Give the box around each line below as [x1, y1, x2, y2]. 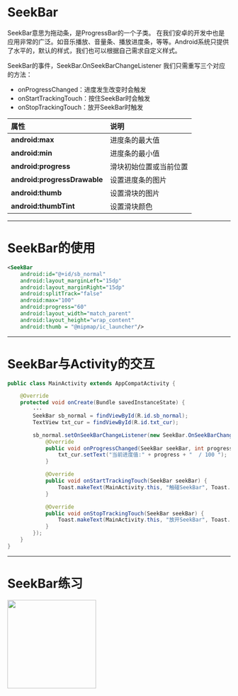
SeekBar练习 [7, 576, 84, 591]
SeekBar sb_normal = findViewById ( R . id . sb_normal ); [33, 412, 189, 420]
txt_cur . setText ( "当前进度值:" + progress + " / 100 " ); [57, 451, 228, 459]
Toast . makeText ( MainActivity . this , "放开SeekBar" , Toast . [57, 516, 231, 524]
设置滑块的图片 [109, 188, 160, 198]
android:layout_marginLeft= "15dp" [20, 277, 122, 284]
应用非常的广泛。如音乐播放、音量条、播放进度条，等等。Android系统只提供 [7, 37, 229, 46]
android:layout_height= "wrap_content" [20, 316, 135, 324]
